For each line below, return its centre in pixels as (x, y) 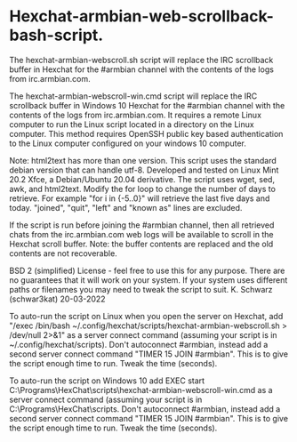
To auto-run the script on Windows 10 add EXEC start (107, 381)
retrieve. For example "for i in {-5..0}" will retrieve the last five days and (140, 198)
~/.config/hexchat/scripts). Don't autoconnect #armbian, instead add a (139, 344)
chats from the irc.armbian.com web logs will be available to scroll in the (141, 234)
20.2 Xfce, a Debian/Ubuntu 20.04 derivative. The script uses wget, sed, (142, 179)
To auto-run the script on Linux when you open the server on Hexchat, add (146, 316)
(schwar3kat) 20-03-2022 (57, 299)
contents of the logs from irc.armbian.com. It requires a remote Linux (136, 115)
